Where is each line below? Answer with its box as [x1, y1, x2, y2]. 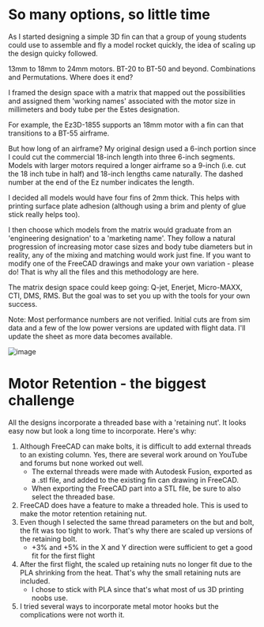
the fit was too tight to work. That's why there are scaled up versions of [19, 526, 253, 535]
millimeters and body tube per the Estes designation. [8, 105, 180, 114]
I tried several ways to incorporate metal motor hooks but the [19, 601, 219, 611]
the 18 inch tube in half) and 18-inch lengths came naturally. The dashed [8, 169, 243, 178]
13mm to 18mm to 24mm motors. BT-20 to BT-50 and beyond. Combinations [8, 63, 256, 73]
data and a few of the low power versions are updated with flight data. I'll [8, 323, 246, 332]
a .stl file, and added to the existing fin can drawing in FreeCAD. [31, 475, 239, 484]
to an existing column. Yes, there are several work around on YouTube [19, 449, 247, 459]
